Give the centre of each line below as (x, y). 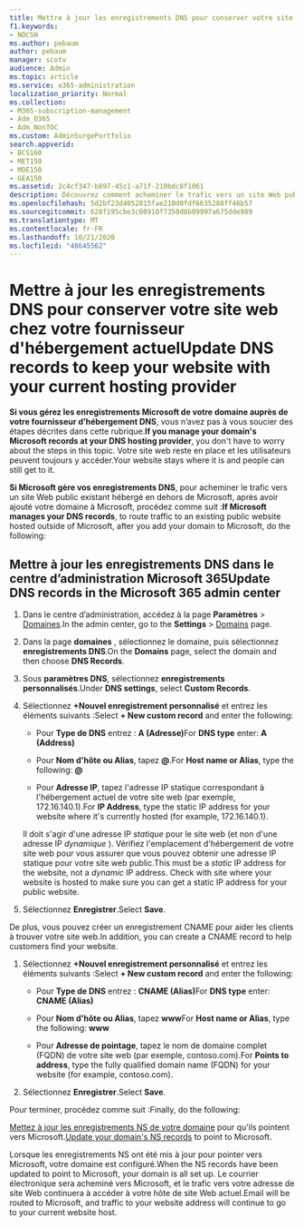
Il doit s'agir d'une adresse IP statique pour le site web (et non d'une (150, 834)
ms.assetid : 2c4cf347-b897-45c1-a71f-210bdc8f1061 (107, 187)
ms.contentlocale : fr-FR (56, 229)
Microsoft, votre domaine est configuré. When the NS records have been (144, 1164)
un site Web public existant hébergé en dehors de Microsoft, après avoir (144, 497)
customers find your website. (64, 946)
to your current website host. (63, 1212)
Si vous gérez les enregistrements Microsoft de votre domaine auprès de (149, 412)
